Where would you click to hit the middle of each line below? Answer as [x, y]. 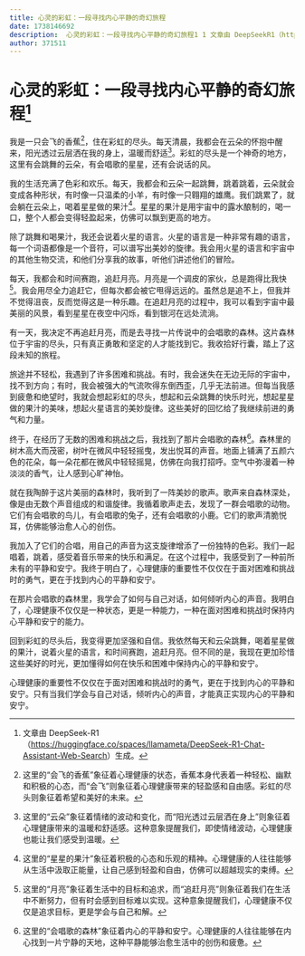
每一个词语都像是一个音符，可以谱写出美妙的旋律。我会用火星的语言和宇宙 [148, 248]
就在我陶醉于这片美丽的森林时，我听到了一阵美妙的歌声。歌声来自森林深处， [152, 492]
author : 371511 [38, 43]
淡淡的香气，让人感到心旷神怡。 [69, 473]
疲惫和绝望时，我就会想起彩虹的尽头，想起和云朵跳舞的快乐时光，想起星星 [156, 397]
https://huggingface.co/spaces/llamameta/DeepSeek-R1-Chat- [148, 744]
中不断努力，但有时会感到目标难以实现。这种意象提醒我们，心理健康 [149, 900]
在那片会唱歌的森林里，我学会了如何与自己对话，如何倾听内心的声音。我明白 [152, 598]
